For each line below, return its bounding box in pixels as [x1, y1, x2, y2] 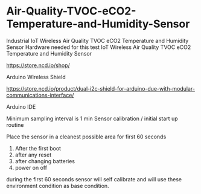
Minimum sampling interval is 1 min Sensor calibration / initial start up [6, 115, 178, 122]
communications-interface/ [6, 91, 74, 99]
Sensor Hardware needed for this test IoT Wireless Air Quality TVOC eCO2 [6, 44, 191, 51]
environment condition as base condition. [6, 182, 110, 189]
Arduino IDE [6, 103, 36, 110]
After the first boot [14, 144, 62, 152]
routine [6, 121, 24, 128]
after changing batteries [14, 157, 75, 164]
